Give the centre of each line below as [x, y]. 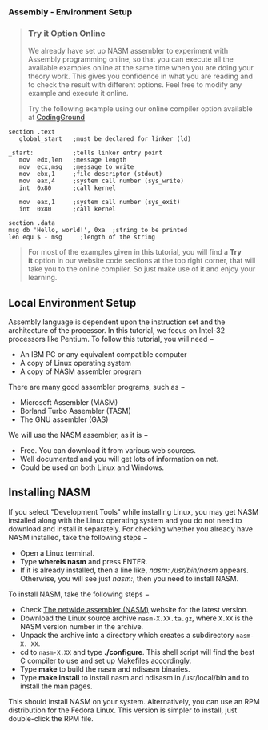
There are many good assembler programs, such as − [97, 387]
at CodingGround [56, 118]
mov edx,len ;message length [73, 160]
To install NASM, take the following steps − [79, 594]
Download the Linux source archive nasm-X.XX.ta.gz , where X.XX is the [136, 618]
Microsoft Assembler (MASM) [69, 403]
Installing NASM [49, 493]
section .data [32, 223]
